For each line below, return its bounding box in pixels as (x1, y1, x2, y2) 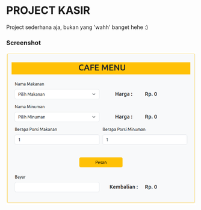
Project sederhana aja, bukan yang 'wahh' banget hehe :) (6, 23, 149, 31)
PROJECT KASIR (6, 4, 90, 17)
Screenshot (6, 39, 41, 47)
